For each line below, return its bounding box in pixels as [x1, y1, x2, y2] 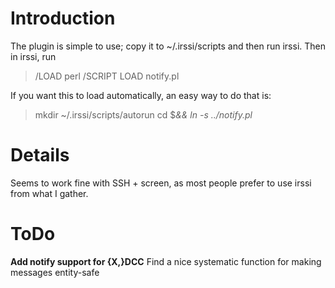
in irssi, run [10, 50, 57, 62]
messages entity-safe [10, 266, 100, 278]
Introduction [10, 7, 116, 30]
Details [10, 144, 70, 167]
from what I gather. [10, 187, 89, 199]
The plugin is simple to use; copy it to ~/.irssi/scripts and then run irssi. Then [10, 40, 326, 52]
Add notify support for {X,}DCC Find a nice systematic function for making [10, 255, 322, 267]
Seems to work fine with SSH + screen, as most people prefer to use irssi [10, 177, 312, 189]
